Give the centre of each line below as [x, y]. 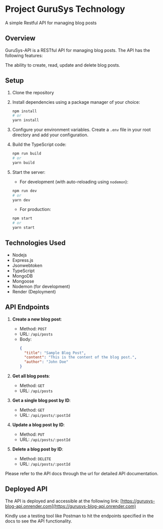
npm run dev [24, 191]
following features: [24, 55]
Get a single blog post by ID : [41, 401]
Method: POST [33, 328]
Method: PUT [32, 434]
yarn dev [21, 200]
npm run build [27, 154]
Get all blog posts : [31, 376]
